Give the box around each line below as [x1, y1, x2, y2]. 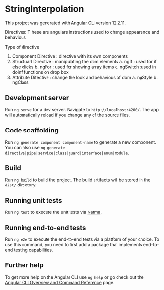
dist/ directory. [5, 182, 37, 188]
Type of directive [5, 44, 40, 50]
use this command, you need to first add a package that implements [5, 242, 142, 247]
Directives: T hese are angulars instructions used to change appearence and [5, 29, 160, 35]
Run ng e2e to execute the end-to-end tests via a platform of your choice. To [5, 237, 160, 242]
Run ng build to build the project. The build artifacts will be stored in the [5, 177, 151, 183]
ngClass [12, 79, 29, 85]
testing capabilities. [14, 247, 53, 253]
